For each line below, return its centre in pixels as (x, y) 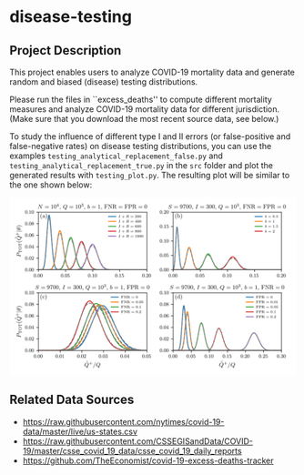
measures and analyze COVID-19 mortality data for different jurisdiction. (145, 109)
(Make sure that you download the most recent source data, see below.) (144, 119)
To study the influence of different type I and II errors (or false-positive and (150, 136)
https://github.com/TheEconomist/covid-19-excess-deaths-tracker (148, 460)
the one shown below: (51, 185)
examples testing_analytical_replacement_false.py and (116, 156)
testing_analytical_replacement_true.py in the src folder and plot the (142, 165)
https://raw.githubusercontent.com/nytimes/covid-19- (123, 421)
